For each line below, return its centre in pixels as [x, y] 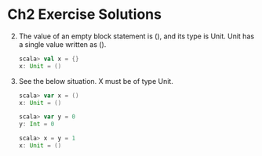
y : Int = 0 [36, 124]
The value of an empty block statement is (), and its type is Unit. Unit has [136, 36]
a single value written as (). [62, 44]
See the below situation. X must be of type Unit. [96, 81]
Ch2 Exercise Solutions [85, 15]
